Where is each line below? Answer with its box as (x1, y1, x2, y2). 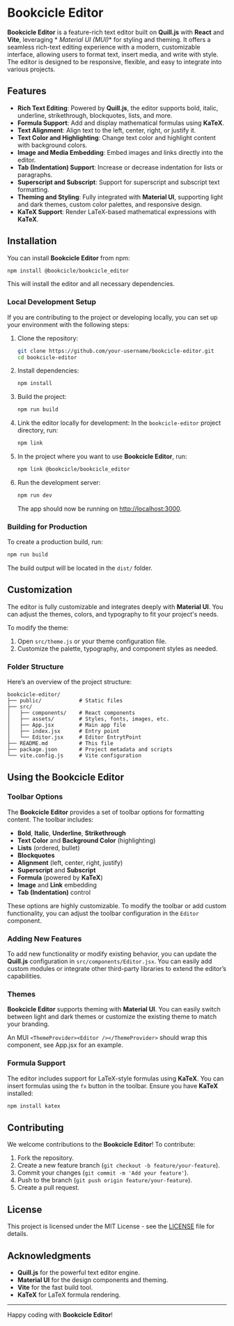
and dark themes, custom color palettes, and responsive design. (17, 200, 202, 209)
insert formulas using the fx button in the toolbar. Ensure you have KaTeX (7, 1081, 218, 1090)
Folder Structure (7, 661, 64, 671)
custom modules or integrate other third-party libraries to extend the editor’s (7, 965, 226, 973)
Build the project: (17, 393, 67, 401)
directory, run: (17, 426, 58, 435)
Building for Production (7, 522, 88, 532)
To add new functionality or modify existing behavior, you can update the (7, 950, 217, 958)
